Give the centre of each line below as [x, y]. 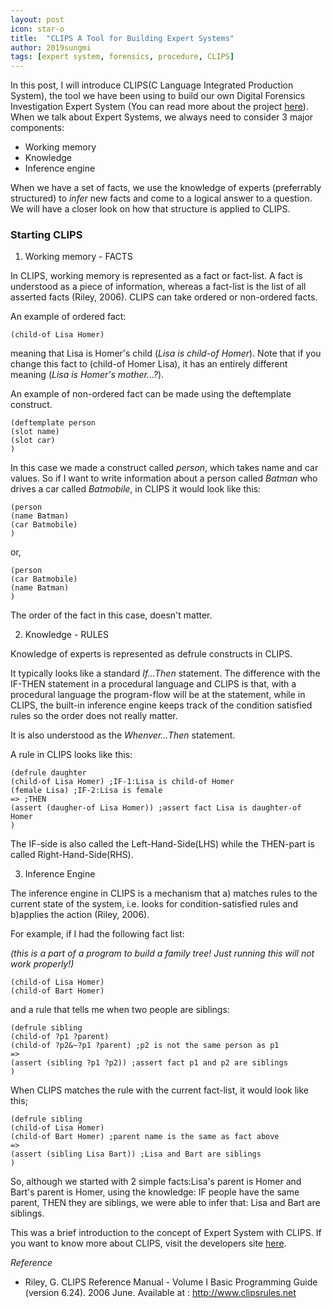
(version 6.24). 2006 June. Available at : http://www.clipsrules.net [160, 1293]
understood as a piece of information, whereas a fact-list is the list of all [158, 287]
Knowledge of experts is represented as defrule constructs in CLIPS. [151, 654]
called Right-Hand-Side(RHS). [72, 855]
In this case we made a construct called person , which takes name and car [164, 468]
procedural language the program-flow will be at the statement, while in [158, 695]
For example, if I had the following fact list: [97, 934]
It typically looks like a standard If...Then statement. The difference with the [165, 673]
